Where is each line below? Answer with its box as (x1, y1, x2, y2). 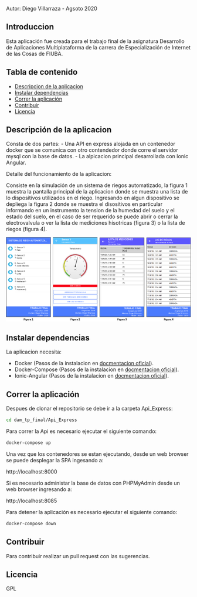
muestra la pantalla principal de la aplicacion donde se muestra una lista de (6, 188, 188, 195)
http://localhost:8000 (6, 468, 57, 475)
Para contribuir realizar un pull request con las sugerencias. (6, 552, 151, 559)
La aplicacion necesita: (6, 348, 62, 355)
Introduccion (6, 22, 55, 32)
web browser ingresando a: (6, 485, 72, 493)
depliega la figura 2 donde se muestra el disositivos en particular (6, 201, 163, 208)
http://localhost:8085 (6, 497, 57, 504)
